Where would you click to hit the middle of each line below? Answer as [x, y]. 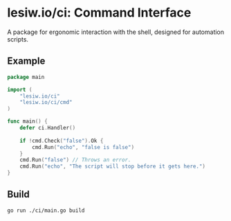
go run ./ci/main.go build [46, 210]
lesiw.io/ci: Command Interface [99, 13]
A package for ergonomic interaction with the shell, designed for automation [116, 32]
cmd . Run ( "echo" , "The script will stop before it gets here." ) [113, 167]
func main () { [28, 122]
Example [26, 61]
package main [26, 77]
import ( [20, 89]
